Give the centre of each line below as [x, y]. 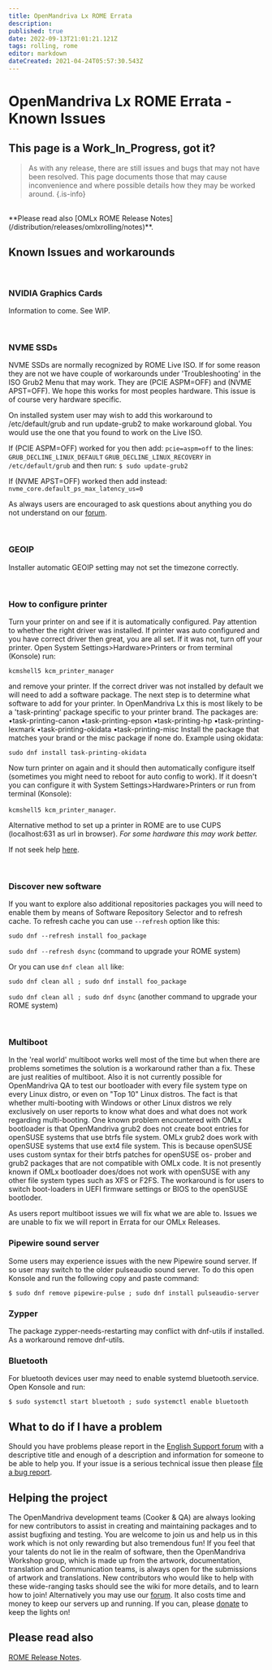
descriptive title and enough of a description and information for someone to [136, 1455]
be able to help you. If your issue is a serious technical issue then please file [136, 1464]
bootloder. [26, 1197]
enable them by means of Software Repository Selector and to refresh [125, 913]
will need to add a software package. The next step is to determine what [129, 694]
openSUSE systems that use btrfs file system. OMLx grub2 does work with [133, 1137]
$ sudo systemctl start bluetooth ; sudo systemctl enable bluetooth [129, 1402]
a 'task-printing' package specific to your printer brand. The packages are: [133, 712]
